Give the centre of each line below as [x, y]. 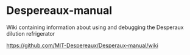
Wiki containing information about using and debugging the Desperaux [95, 27]
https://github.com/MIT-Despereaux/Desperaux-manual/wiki [82, 45]
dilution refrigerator [31, 33]
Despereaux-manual [59, 11]
